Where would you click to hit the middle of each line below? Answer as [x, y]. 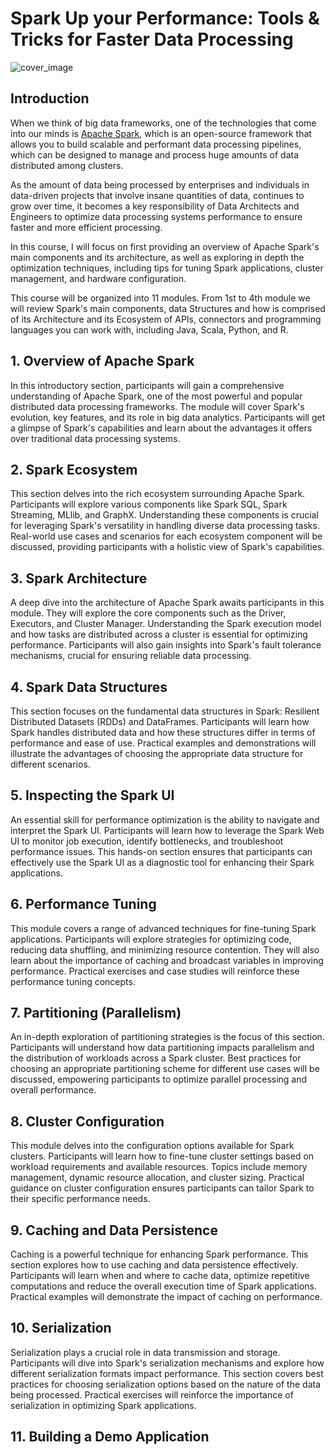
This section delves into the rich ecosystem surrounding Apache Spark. [158, 494]
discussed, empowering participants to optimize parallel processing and [159, 1079]
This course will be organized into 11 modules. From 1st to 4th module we [160, 298]
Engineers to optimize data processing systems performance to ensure [156, 216]
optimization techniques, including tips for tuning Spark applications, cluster [167, 268]
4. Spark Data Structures [89, 687]
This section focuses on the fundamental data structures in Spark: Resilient [165, 711]
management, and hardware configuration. [98, 278]
